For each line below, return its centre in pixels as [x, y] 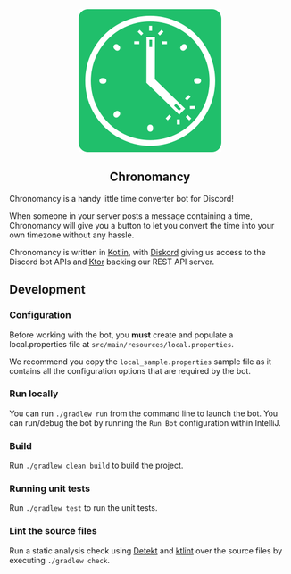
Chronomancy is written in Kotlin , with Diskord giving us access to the [137, 252]
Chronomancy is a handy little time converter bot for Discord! [121, 198]
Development [48, 290]
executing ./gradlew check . [59, 560]
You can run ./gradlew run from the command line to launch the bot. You [144, 413]
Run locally [34, 394]
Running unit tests [50, 488]
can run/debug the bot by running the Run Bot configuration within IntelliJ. [145, 422]
